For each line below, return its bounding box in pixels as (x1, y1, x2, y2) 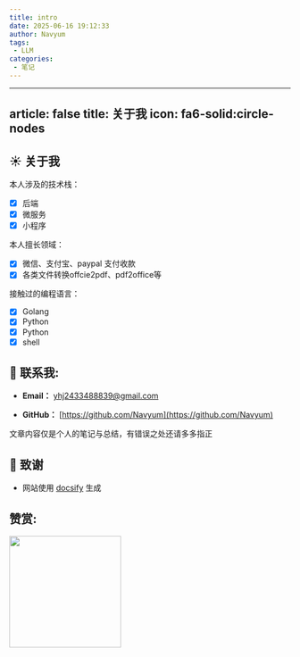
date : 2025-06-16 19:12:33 (9, 21, 110, 30)
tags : (9, 37, 29, 47)
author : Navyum (9, 29, 66, 38)
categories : (9, 54, 54, 63)
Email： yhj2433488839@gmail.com (21, 390, 159, 402)
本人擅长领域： (9, 239, 64, 250)
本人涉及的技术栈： (9, 179, 80, 190)
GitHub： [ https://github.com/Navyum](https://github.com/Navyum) (21, 410, 274, 420)
